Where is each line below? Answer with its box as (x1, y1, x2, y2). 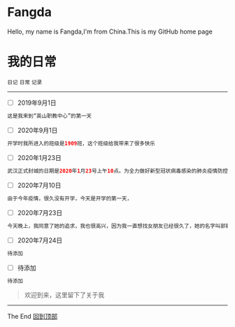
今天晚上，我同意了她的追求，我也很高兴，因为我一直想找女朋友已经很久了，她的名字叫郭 (7, 222, 226, 229)
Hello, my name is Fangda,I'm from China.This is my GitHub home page (7, 27, 213, 36)
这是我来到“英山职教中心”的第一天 (7, 112, 92, 119)
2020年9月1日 (17, 126, 58, 134)
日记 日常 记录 (7, 78, 43, 86)
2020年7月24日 (17, 235, 63, 245)
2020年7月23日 (17, 208, 63, 217)
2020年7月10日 (17, 181, 62, 189)
